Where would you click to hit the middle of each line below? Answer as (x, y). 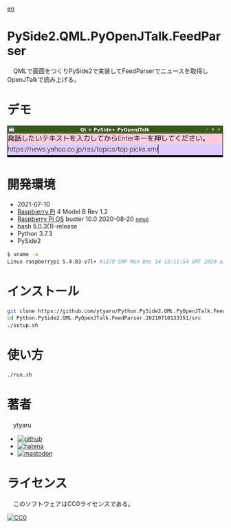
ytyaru (22, 425)
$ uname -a (23, 254)
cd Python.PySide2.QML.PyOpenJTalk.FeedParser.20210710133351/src (104, 318)
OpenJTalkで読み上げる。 (44, 79)
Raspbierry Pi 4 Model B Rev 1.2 (62, 211)
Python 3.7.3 (35, 233)
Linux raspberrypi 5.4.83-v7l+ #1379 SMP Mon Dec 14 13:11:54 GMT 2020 (112, 262)
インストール (43, 291)
